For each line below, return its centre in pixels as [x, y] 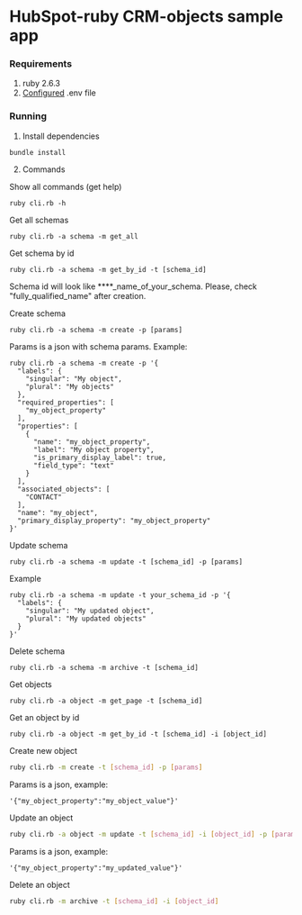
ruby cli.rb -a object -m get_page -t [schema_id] [106, 701]
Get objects [31, 684]
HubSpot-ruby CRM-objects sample [147, 17]
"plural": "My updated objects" [86, 619]
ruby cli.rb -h [38, 203]
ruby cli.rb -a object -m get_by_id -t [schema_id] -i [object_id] [138, 734]
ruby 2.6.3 [41, 84]
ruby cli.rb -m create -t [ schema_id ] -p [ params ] [106, 767]
